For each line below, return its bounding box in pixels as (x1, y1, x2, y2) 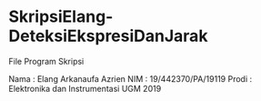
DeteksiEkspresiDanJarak (8, 25, 208, 46)
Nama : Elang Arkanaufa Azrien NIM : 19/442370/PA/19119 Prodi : (8, 73, 253, 84)
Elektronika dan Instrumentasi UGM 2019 (8, 83, 162, 94)
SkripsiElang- (8, 6, 114, 27)
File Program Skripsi (8, 56, 85, 66)
